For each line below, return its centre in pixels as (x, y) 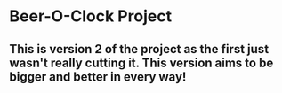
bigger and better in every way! (98, 77)
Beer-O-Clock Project (90, 16)
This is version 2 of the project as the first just (139, 49)
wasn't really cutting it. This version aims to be (141, 62)
